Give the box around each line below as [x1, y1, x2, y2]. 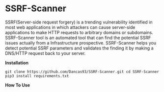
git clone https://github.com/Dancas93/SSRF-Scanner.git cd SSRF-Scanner [5, 69, 160, 74]
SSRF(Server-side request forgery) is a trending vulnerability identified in [5, 19, 153, 25]
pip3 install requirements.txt [5, 73, 69, 78]
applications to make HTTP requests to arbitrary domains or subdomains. [5, 29, 154, 35]
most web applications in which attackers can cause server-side [5, 24, 136, 30]
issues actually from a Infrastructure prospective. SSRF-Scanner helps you [5, 40, 157, 46]
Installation [5, 60, 28, 66]
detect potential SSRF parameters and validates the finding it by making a [5, 45, 154, 51]
